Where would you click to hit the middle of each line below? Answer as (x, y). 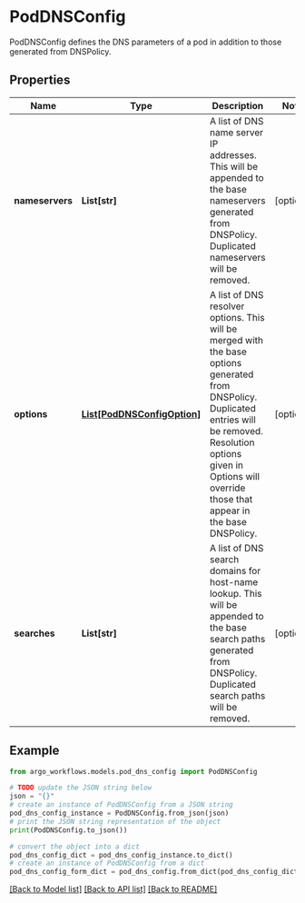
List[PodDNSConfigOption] (141, 413)
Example (34, 751)
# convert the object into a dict (75, 847)
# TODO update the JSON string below (81, 788)
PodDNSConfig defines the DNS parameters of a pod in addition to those (146, 42)
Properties (40, 80)
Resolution (232, 442)
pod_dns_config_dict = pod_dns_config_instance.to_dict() (121, 855)
